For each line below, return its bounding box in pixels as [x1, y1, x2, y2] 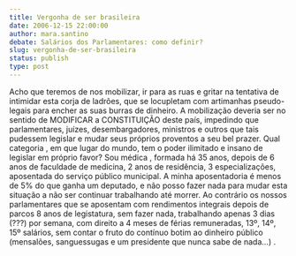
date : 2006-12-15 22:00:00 [9, 21, 109, 30]
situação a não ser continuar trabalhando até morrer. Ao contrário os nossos [9, 189, 287, 200]
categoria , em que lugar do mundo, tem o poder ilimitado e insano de [9, 142, 263, 153]
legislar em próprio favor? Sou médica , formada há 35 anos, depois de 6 [9, 152, 276, 162]
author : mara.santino [9, 29, 89, 38]
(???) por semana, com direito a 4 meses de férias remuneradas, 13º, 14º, [9, 217, 277, 228]
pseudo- [253, 95, 285, 106]
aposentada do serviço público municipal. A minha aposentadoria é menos [9, 170, 282, 181]
